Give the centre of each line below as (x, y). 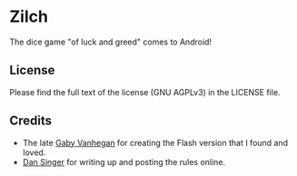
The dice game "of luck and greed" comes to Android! (110, 42)
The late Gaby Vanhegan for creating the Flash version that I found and (155, 142)
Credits (31, 121)
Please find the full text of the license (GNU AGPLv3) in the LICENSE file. (145, 92)
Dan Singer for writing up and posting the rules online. (124, 161)
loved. (34, 152)
